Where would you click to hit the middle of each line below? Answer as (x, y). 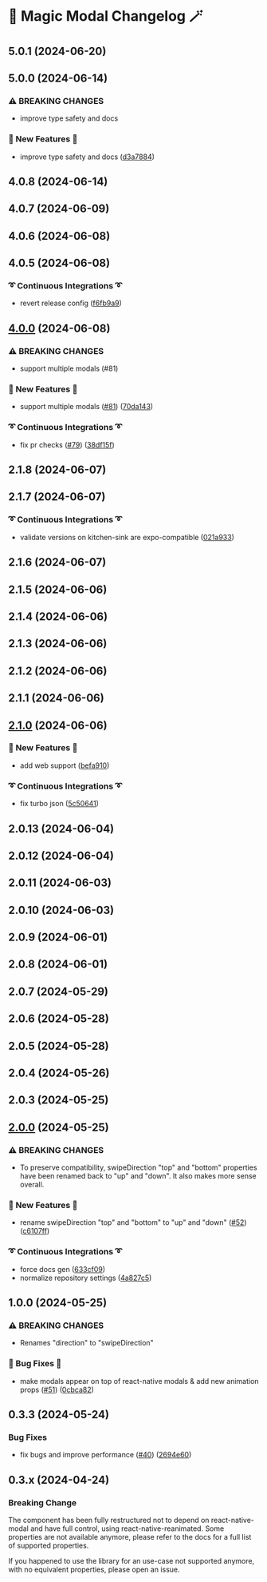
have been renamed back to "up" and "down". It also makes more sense (138, 1176)
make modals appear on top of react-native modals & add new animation (139, 1381)
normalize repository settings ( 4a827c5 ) (86, 1278)
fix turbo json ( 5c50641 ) (59, 804)
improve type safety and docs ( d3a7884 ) (87, 157)
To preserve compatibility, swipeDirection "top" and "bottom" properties (138, 1167)
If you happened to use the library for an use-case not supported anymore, (132, 1561)
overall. (32, 1185)
